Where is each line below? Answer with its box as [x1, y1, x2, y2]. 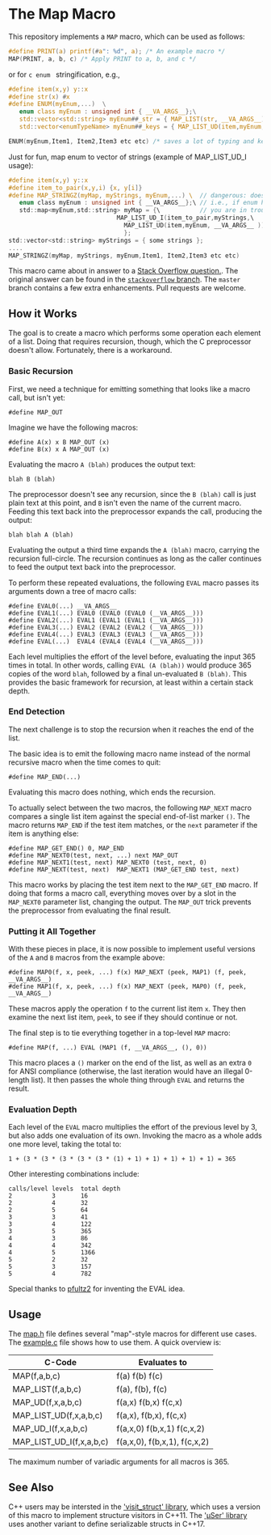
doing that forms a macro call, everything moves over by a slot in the [8, 888, 236, 898]
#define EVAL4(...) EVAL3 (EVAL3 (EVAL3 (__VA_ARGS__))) [8, 630, 204, 638]
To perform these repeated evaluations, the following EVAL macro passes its [8, 578, 260, 587]
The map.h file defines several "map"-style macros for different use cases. [8, 1329, 257, 1339]
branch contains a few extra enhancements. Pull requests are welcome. [8, 283, 247, 293]
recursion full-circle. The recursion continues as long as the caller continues [8, 553, 262, 563]
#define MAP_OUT [8, 408, 63, 417]
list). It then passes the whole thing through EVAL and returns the [31, 1075, 244, 1085]
